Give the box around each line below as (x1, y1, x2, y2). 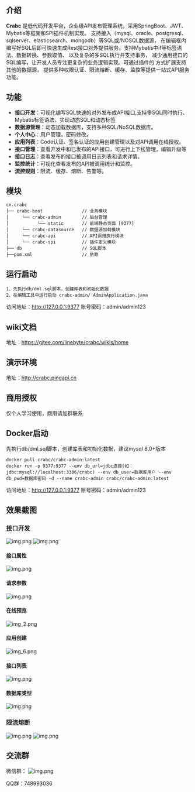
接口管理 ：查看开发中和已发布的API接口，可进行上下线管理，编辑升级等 (14, 145, 187, 152)
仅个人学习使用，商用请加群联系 (6, 409, 83, 417)
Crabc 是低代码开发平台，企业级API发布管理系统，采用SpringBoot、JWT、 (6, 22, 187, 29)
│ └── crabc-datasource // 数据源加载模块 (6, 227, 121, 233)
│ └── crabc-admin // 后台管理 (6, 214, 107, 221)
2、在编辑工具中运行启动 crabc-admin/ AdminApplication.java (6, 292, 148, 299)
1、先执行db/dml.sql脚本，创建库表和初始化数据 (6, 286, 109, 292)
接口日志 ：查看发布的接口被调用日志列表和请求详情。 (14, 153, 143, 160)
